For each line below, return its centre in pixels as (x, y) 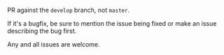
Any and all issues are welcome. (54, 44)
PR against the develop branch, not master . (69, 10)
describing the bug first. (42, 31)
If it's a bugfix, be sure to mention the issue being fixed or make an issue (112, 23)
